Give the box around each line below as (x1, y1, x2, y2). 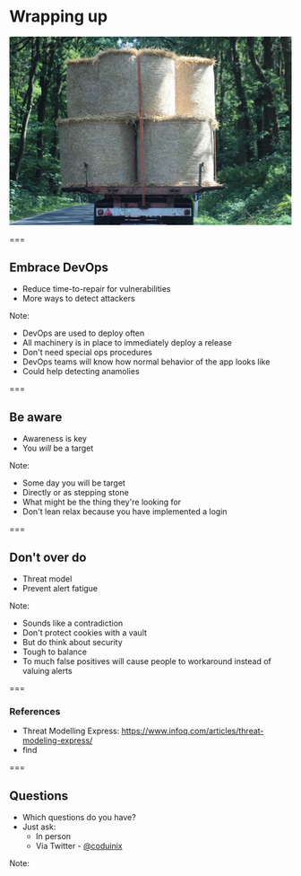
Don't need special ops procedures (21, 347, 152, 358)
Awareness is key (21, 434, 88, 444)
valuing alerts (21, 666, 73, 677)
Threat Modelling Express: (21, 725, 120, 737)
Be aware (9, 409, 63, 425)
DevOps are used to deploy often (21, 328, 145, 338)
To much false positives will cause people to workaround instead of (21, 656, 271, 667)
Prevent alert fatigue (21, 583, 99, 594)
